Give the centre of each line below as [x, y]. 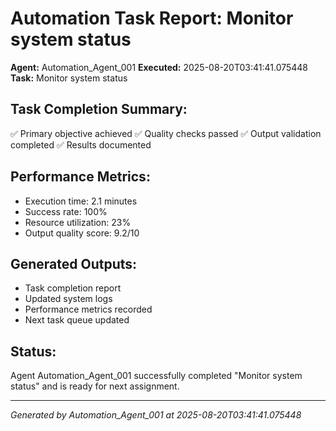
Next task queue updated [77, 320]
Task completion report [73, 288]
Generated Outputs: [74, 263]
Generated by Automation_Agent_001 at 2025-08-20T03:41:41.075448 [156, 415]
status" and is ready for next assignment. [95, 386]
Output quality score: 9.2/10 [82, 233]
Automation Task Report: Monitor [152, 18]
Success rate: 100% [66, 211]
